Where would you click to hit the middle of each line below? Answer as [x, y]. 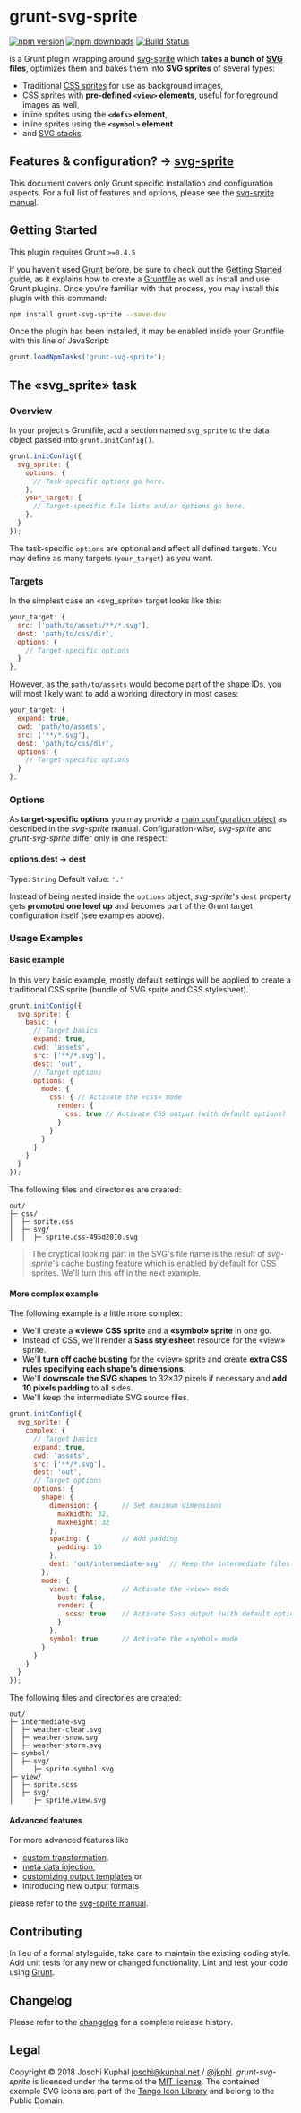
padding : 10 [79, 1547]
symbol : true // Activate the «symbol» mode [144, 1639]
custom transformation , [65, 1858]
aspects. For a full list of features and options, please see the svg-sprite [142, 192]
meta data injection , [59, 1867]
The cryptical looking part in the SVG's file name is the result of [148, 1254]
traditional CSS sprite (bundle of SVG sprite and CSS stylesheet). [129, 989]
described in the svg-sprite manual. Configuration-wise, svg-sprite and [141, 829]
